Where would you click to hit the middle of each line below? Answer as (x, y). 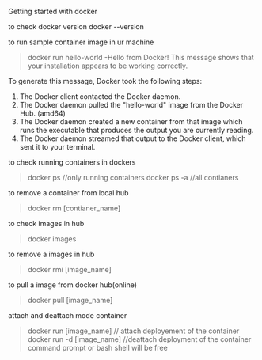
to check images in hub (46, 224)
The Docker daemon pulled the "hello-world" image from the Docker (131, 105)
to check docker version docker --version (76, 27)
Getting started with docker (53, 11)
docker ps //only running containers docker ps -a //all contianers (133, 178)
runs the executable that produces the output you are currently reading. (137, 130)
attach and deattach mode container (68, 315)
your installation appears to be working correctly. (108, 66)
